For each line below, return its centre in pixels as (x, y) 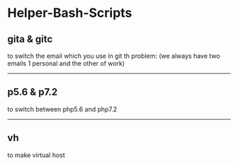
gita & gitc (30, 39)
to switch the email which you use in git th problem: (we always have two (114, 56)
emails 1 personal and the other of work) (66, 63)
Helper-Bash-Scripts (70, 13)
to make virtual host (36, 155)
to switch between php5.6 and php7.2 (62, 109)
